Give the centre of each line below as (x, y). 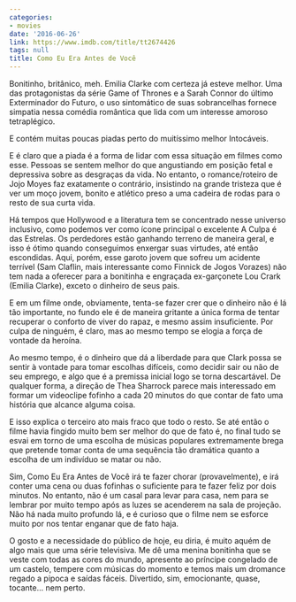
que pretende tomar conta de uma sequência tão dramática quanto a (134, 450)
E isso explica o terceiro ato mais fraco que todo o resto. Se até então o (139, 422)
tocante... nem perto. (47, 588)
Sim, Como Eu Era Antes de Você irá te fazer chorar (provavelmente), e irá (144, 476)
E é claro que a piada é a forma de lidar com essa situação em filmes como (146, 155)
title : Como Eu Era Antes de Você (73, 58)
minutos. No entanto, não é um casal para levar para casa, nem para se (139, 495)
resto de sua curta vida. (52, 203)
